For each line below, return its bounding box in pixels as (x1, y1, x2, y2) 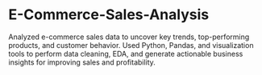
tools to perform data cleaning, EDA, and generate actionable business (8, 49, 243, 58)
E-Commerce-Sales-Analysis (8, 6, 210, 24)
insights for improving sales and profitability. (8, 57, 156, 67)
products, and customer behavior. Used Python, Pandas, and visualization (8, 40, 254, 49)
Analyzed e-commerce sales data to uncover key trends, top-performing (8, 32, 250, 41)
